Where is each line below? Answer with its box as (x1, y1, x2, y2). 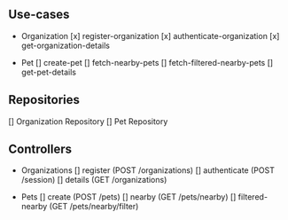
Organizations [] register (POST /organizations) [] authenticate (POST (20, 165, 276, 176)
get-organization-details (20, 40, 110, 51)
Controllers (8, 142, 73, 157)
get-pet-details (20, 67, 77, 77)
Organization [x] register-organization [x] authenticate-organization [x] (20, 30, 280, 41)
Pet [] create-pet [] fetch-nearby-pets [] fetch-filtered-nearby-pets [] (20, 57, 274, 67)
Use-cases (8, 7, 70, 22)
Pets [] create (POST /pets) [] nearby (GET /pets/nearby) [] (20, 192, 237, 202)
